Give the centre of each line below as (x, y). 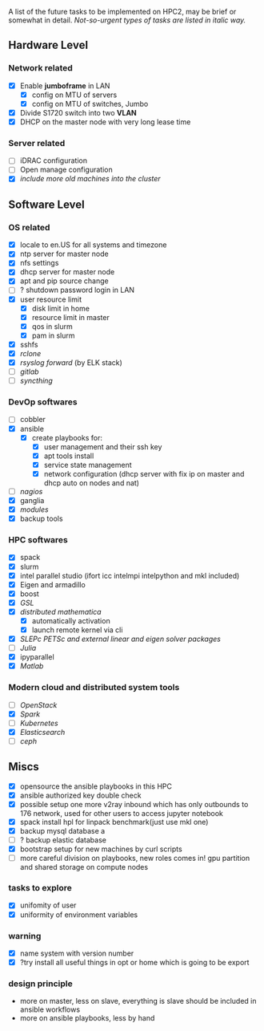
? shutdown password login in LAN (77, 290)
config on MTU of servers (74, 95)
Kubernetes (39, 723)
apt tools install (69, 456)
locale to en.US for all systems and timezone (93, 245)
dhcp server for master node (67, 272)
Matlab (32, 666)
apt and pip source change (64, 281)
